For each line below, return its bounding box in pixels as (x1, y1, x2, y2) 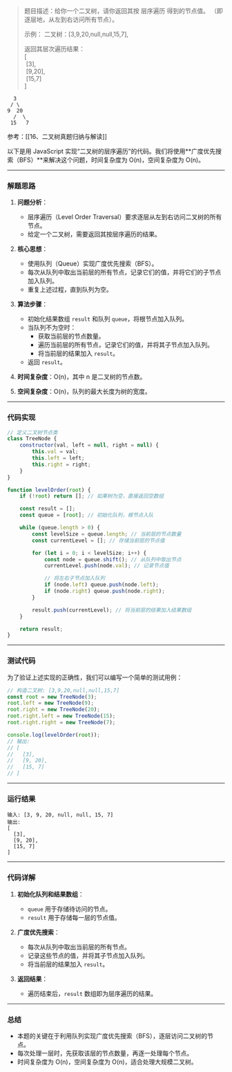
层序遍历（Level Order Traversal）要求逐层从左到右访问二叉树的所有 (27, 213, 222, 221)
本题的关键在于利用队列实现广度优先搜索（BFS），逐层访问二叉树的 (17, 1031, 208, 1040)
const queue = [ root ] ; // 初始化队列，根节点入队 (19, 511, 154, 519)
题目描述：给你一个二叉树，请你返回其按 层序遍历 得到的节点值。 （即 (23, 7, 223, 15)
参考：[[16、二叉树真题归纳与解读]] (7, 133, 107, 140)
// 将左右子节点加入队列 (43, 575, 106, 582)
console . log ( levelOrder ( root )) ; (7, 731, 100, 738)
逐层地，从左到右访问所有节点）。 (23, 15, 119, 23)
